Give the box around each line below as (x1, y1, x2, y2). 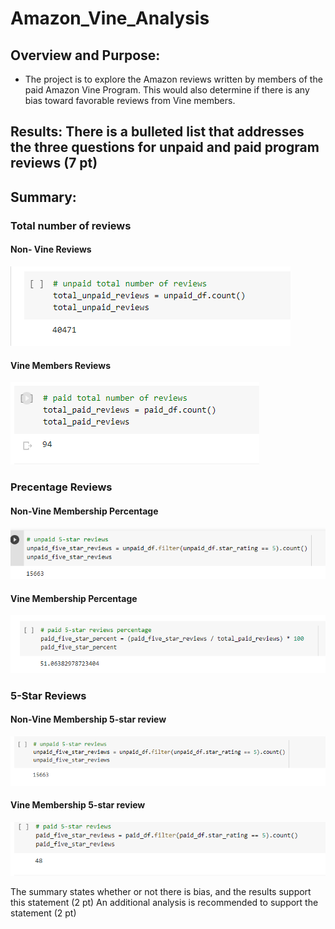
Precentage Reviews (10, 480, 113, 494)
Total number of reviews (10, 218, 132, 232)
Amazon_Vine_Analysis (10, 7, 210, 30)
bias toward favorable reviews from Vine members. (24, 95, 236, 106)
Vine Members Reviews (10, 359, 111, 371)
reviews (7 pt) (10, 155, 98, 172)
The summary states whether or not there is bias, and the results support (10, 886, 312, 898)
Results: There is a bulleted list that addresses (10, 123, 305, 141)
